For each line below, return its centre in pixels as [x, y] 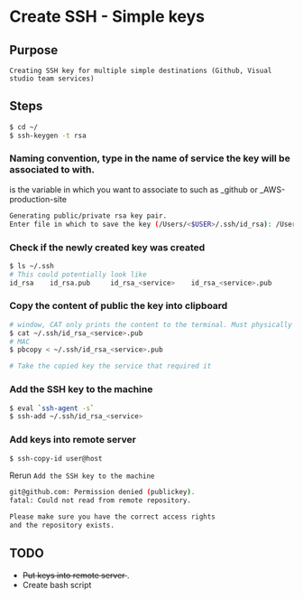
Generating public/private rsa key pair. [88, 215]
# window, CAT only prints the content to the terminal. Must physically [151, 324]
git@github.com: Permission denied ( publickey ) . [102, 492]
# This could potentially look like [78, 274]
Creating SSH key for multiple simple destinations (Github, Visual [141, 70]
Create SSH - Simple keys [107, 17]
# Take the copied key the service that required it [110, 366]
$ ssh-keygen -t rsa [48, 136]
